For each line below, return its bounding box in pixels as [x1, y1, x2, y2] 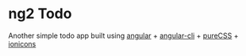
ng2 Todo [8, 5, 72, 23]
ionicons [8, 39, 37, 48]
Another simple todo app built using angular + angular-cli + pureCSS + [8, 31, 240, 40]
